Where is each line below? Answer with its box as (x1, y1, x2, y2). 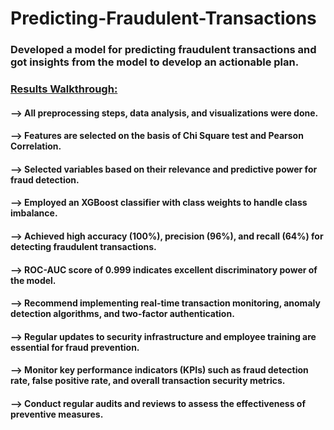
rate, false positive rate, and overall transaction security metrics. (10, 375, 286, 387)
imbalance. (10, 207, 58, 219)
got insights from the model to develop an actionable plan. (10, 55, 300, 69)
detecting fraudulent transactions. (10, 241, 157, 252)
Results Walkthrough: (10, 82, 118, 96)
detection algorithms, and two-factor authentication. (10, 308, 235, 320)
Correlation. (10, 140, 62, 152)
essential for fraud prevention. (10, 341, 140, 353)
